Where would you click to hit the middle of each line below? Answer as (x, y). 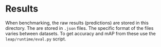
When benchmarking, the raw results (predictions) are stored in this (77, 23)
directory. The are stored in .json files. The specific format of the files (79, 28)
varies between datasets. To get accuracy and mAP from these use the (80, 33)
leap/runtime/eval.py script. (36, 39)
